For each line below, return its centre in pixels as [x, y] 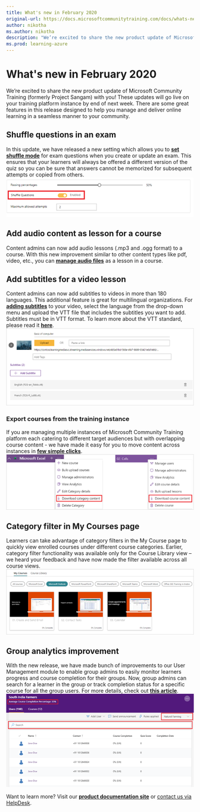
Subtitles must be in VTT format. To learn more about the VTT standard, [94, 319]
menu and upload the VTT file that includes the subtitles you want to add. [96, 312]
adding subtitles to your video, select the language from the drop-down [95, 306]
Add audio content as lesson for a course [84, 233]
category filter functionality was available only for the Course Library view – [99, 553]
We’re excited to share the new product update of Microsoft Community [94, 91]
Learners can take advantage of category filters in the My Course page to [97, 541]
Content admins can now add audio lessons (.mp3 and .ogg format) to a [94, 248]
